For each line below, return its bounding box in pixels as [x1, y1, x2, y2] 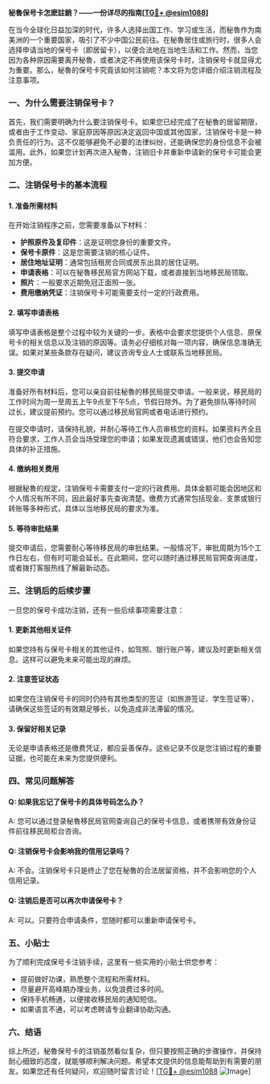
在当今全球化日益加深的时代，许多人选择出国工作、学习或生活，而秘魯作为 [8, 25, 255, 35]
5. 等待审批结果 [8, 523, 59, 533]
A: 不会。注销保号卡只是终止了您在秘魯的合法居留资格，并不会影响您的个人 [8, 866, 257, 875]
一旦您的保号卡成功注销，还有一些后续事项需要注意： [8, 605, 185, 614]
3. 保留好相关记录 [8, 724, 67, 734]
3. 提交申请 [8, 367, 46, 377]
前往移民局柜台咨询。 [14, 826, 86, 836]
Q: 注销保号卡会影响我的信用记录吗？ [8, 846, 131, 856]
